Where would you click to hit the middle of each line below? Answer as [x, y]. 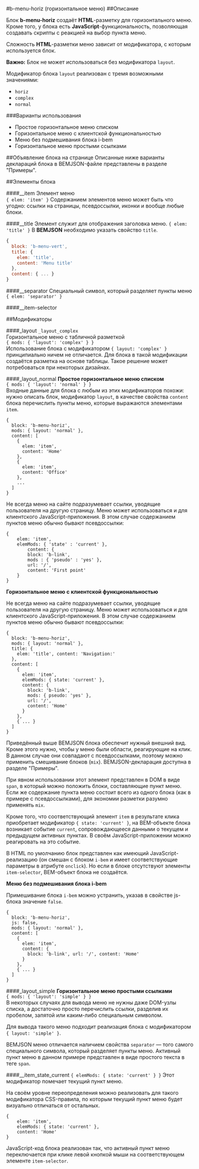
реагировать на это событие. [43, 842]
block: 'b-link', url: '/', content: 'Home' [83, 954]
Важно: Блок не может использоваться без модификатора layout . [91, 62]
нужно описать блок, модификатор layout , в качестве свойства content [97, 397]
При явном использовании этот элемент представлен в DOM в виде [93, 780]
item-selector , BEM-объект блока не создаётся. [67, 872]
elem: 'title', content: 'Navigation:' [66, 654]
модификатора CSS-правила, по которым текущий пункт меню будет [94, 1099]
